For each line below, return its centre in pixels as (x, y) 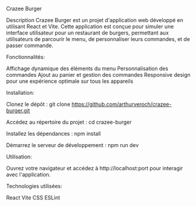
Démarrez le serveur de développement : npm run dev (72, 145)
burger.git (18, 110)
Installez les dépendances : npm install (53, 134)
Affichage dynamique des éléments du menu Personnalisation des (87, 68)
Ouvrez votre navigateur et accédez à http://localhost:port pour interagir (94, 168)
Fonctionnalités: (26, 57)
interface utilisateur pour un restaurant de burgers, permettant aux (88, 33)
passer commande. (30, 45)
